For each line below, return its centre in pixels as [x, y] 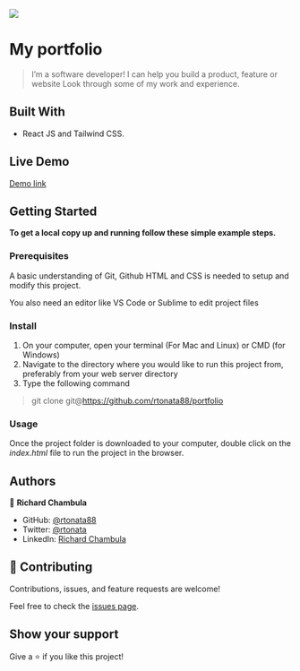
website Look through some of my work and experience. [135, 83]
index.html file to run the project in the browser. [97, 453]
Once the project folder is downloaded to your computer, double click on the [150, 443]
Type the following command [76, 383]
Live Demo [39, 162]
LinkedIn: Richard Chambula [74, 539]
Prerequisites [39, 256]
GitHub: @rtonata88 [59, 520]
